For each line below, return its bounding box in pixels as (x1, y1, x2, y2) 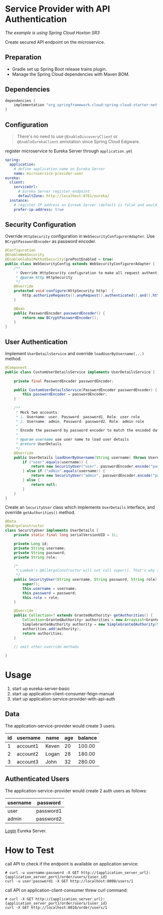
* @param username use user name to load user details (16, 437, 130, 442)
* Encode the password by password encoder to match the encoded (16, 428, 151, 433)
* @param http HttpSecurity (16, 275, 73, 280)
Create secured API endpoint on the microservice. (5, 39, 105, 45)
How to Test (5, 845, 54, 856)
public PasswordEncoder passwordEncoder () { (14, 310, 105, 316)
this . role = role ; (22, 595, 60, 600)
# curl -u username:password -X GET (5, 870, 79, 875)
